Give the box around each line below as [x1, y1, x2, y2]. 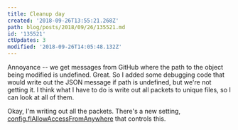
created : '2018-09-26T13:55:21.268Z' [7, 17, 119, 24]
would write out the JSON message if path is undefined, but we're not [7, 78, 212, 86]
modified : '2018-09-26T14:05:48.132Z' [7, 43, 122, 50]
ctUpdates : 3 [7, 37, 46, 44]
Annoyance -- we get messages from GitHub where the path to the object [7, 63, 224, 71]
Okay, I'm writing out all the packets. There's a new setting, [7, 107, 181, 115]
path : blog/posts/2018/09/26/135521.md [7, 23, 126, 31]
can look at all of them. [7, 93, 75, 102]
